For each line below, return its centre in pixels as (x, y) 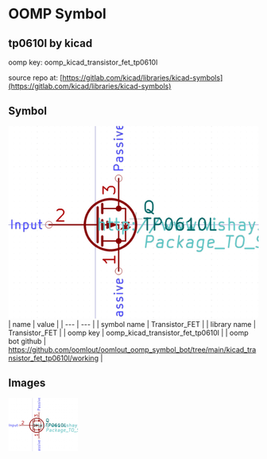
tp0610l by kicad (50, 43)
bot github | (27, 341)
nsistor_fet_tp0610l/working (54, 358)
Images (27, 383)
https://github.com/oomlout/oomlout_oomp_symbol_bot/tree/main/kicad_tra (132, 350)
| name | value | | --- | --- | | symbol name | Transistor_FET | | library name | (132, 325)
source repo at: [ (35, 78)
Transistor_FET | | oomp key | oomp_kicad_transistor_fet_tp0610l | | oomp (128, 333)
